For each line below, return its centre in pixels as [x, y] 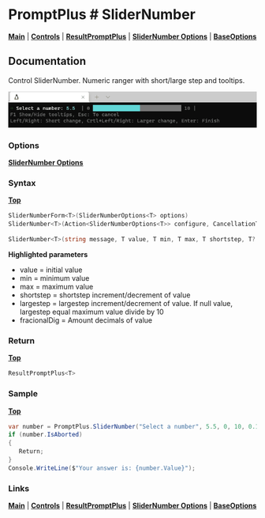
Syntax [22, 183]
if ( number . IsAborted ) [45, 435]
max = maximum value [56, 287]
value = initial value [51, 270]
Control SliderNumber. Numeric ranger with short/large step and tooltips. [127, 80]
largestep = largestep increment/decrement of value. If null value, [126, 304]
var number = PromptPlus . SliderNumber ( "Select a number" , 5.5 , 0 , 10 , [127, 426]
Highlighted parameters [48, 255]
